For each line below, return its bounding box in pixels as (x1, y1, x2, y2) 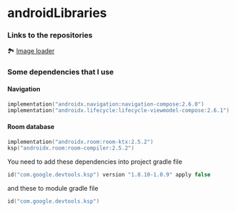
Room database (7, 122, 55, 130)
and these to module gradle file (7, 184, 99, 193)
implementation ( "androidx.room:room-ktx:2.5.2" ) (7, 138, 154, 145)
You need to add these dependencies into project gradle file (7, 157, 183, 166)
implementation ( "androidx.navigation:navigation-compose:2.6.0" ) (7, 101, 204, 108)
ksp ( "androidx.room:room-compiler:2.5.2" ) (7, 145, 135, 152)
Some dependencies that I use (7, 67, 114, 77)
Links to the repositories (7, 30, 93, 40)
